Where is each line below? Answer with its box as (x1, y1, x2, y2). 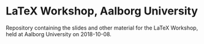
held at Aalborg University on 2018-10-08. (6, 30, 111, 37)
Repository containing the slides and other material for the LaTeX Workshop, (6, 24, 198, 31)
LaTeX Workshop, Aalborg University (6, 4, 198, 18)
